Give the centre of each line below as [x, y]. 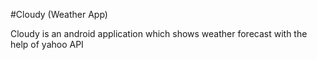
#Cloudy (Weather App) [59, 14]
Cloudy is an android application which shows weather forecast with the [159, 33]
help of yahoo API [47, 44]
